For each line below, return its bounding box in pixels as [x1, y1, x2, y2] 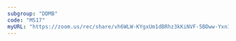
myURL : [7, 23, 27, 30]
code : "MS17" [7, 17, 46, 24]
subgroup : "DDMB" [7, 10, 58, 17]
